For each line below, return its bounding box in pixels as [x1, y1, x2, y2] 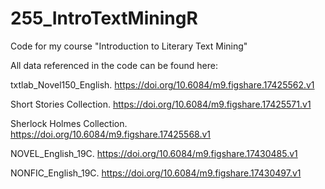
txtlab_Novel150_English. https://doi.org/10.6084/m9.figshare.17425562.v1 [10, 78, 315, 91]
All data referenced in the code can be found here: [10, 59, 218, 71]
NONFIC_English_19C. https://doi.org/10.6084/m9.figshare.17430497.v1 [10, 167, 302, 179]
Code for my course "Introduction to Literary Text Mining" [10, 40, 248, 52]
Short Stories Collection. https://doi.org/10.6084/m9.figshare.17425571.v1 [10, 98, 312, 110]
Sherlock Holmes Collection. [10, 117, 128, 129]
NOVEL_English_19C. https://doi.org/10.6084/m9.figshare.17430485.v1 [10, 147, 298, 159]
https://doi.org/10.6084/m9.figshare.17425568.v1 [10, 128, 212, 140]
